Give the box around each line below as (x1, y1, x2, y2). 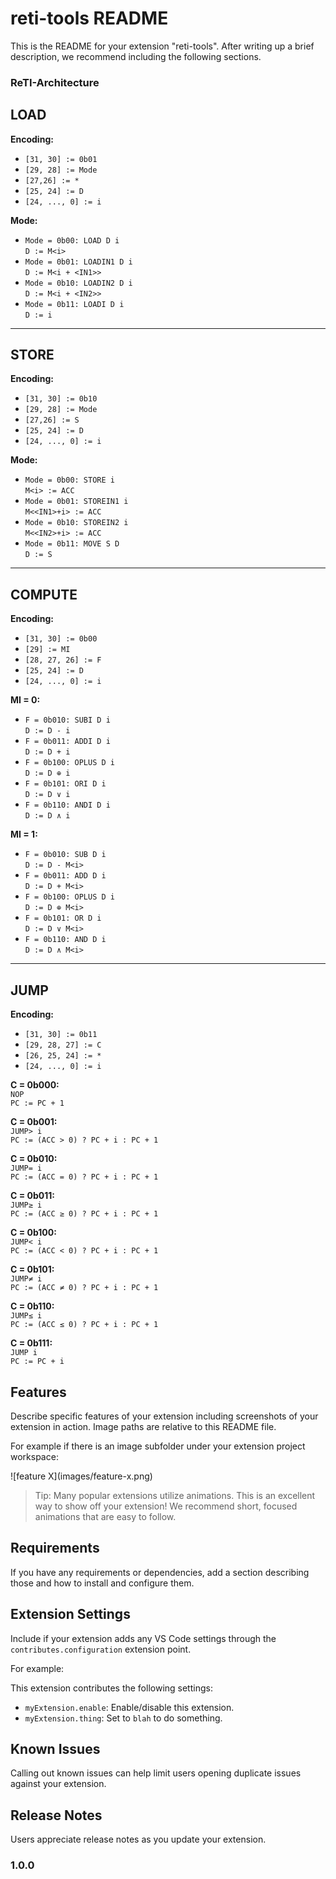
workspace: (10, 1450, 59, 1462)
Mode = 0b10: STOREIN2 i (24, 518, 129, 528)
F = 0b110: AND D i (24, 935, 107, 945)
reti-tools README (10, 7, 169, 30)
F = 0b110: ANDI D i (24, 800, 111, 811)
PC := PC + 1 (10, 1098, 65, 1109)
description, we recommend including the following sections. (10, 50, 262, 62)
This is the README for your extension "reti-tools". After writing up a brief (10, 40, 315, 52)
